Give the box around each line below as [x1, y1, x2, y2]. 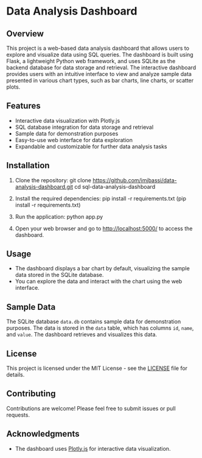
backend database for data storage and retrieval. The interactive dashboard [6, 64, 197, 71]
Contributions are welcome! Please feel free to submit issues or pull [6, 405, 176, 412]
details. [6, 371, 25, 378]
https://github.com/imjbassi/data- [92, 176, 178, 183]
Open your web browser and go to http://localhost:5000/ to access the [15, 225, 193, 232]
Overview [6, 29, 44, 39]
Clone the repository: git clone [15, 176, 91, 183]
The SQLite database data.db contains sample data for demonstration [6, 318, 181, 326]
